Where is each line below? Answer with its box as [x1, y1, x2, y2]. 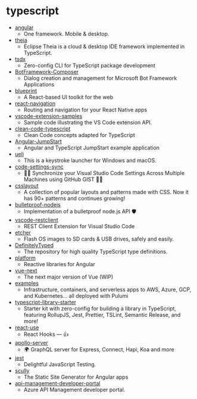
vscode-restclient [14, 216, 58, 223]
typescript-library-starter [14, 298, 76, 306]
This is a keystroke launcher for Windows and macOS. [23, 157, 157, 164]
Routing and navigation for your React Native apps [23, 106, 148, 113]
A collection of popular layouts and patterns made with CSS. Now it [23, 188, 189, 195]
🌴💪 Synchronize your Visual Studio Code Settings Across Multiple [23, 169, 185, 176]
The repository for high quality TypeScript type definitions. [23, 248, 168, 255]
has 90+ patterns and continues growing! [23, 195, 126, 202]
